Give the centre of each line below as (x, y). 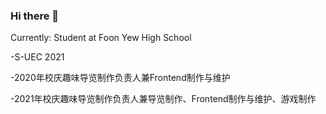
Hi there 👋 (35, 16)
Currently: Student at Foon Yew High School (101, 38)
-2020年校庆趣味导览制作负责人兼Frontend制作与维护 (120, 78)
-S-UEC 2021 (37, 57)
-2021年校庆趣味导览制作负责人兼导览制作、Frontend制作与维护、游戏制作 (163, 99)
